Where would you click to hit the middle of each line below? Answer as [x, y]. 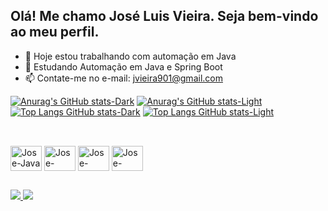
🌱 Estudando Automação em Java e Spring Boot [123, 66]
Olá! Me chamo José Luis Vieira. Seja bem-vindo [164, 16]
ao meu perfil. [55, 32]
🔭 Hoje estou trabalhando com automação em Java [130, 56]
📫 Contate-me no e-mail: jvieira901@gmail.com [123, 78]
